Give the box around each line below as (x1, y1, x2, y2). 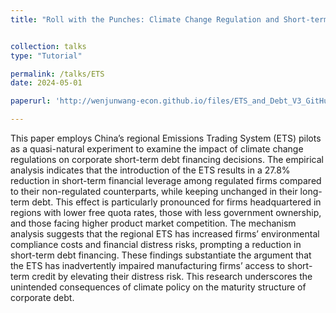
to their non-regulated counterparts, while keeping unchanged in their (10, 186, 298, 197)
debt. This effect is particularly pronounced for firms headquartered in (31, 196, 322, 208)
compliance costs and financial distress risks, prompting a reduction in (10, 239, 302, 250)
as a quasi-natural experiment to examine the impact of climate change (10, 143, 304, 155)
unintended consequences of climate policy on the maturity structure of (10, 281, 307, 293)
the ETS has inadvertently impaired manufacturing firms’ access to (10, 260, 286, 271)
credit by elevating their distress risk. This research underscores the (31, 271, 313, 282)
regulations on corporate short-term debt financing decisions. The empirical (10, 154, 324, 165)
